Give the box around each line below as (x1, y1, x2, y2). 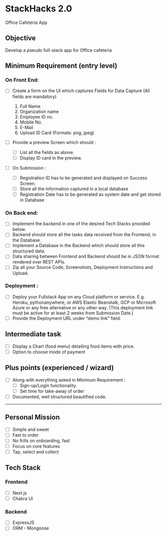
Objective (5, 34, 36, 42)
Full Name (19, 103, 41, 109)
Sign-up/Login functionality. (19, 382, 77, 389)
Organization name (19, 108, 59, 115)
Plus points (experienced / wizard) (5, 364, 114, 372)
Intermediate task (5, 330, 61, 339)
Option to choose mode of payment (12, 349, 85, 355)
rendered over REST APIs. (12, 259, 66, 265)
